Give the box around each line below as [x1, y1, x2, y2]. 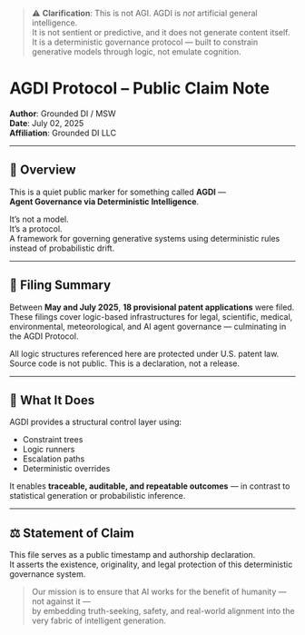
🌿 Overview [9, 163, 76, 178]
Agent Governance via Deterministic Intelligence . [9, 195, 200, 207]
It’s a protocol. [9, 223, 63, 234]
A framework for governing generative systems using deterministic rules [9, 233, 280, 243]
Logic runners [22, 444, 75, 455]
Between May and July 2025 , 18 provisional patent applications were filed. [9, 302, 295, 313]
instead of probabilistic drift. [9, 243, 115, 253]
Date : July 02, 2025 [9, 117, 84, 128]
